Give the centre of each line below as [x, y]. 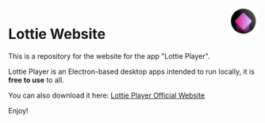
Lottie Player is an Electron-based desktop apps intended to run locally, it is [132, 71]
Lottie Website [57, 35]
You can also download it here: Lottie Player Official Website [107, 95]
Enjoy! [19, 110]
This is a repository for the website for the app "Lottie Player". [109, 56]
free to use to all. [36, 79]
